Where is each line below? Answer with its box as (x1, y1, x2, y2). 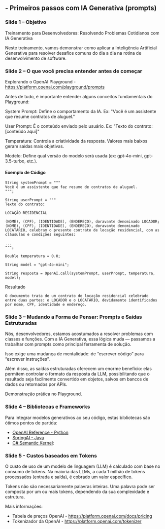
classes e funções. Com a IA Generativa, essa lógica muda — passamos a (5, 336, 156, 342)
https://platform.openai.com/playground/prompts (5, 84, 105, 90)
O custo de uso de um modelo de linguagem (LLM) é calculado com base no (5, 463, 161, 469)
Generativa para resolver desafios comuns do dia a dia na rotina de (5, 50, 142, 56)
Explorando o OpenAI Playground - (5, 78, 76, 84)
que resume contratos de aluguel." (5, 113, 75, 119)
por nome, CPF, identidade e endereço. (5, 302, 87, 307)
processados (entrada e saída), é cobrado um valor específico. (5, 474, 133, 480)
